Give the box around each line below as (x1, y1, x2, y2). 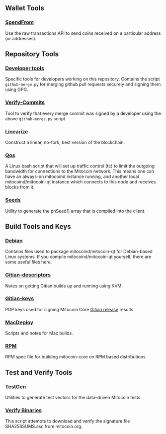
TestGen (5, 383, 26, 390)
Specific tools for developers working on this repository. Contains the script (5, 76, 160, 82)
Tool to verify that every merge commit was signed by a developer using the (5, 110, 162, 116)
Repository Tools (5, 50, 59, 59)
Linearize (5, 128, 28, 135)
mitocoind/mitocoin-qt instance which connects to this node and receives (5, 179, 156, 185)
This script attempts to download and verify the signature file (5, 418, 130, 424)
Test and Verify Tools (5, 368, 73, 377)
